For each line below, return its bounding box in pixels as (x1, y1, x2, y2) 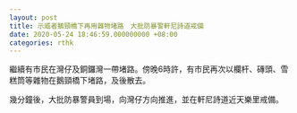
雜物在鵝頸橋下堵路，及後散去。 (32, 75, 150, 86)
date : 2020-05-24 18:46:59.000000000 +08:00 (9, 30, 178, 39)
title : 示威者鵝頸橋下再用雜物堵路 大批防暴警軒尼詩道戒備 (9, 22, 204, 30)
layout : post (9, 13, 58, 22)
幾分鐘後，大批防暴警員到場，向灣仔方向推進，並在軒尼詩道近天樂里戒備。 (9, 94, 284, 105)
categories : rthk (9, 38, 74, 48)
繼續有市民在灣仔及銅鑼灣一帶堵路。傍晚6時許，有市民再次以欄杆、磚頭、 (9, 64, 281, 74)
